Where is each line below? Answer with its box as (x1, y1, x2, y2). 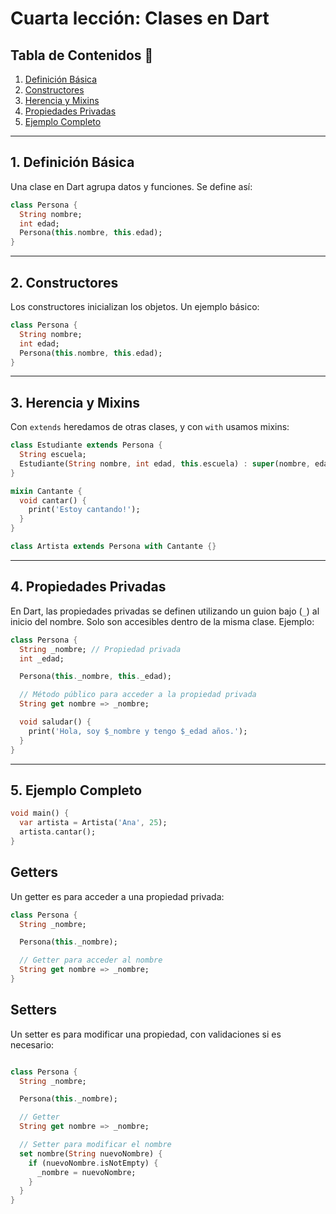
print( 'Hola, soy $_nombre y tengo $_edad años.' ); (28, 726, 248, 736)
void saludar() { (19, 717, 92, 727)
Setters (10, 1002, 58, 1019)
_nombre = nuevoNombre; (36, 1167, 137, 1177)
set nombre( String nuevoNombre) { (19, 1148, 163, 1159)
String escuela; (19, 450, 87, 460)
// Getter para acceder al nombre (19, 955, 163, 966)
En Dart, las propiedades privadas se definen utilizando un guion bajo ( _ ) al (10, 605, 320, 617)
